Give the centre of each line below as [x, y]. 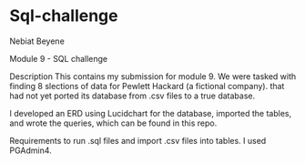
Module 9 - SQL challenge [59, 58]
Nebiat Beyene [37, 41]
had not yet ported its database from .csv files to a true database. [132, 96]
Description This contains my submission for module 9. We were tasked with [153, 76]
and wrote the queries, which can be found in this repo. [113, 123]
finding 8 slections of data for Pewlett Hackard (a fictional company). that [147, 86]
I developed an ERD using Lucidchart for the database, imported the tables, [151, 113]
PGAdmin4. [30, 150]
